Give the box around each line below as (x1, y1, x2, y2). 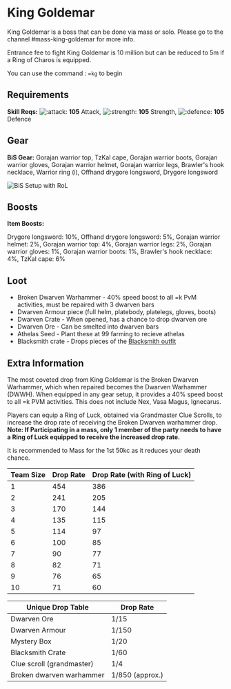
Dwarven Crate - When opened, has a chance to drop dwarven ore (17, 316, 208, 324)
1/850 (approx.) (111, 670, 164, 679)
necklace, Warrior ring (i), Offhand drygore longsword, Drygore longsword (7, 168, 219, 176)
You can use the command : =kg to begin (7, 69, 123, 77)
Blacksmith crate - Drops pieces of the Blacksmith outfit (17, 337, 177, 346)
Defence (7, 115, 32, 123)
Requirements (7, 89, 69, 101)
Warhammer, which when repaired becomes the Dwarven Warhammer (7, 383, 208, 391)
